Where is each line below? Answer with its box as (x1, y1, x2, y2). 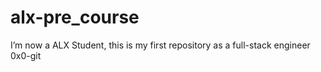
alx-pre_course (10, 6, 140, 29)
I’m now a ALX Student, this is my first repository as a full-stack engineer (10, 39, 311, 51)
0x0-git (10, 49, 42, 61)
